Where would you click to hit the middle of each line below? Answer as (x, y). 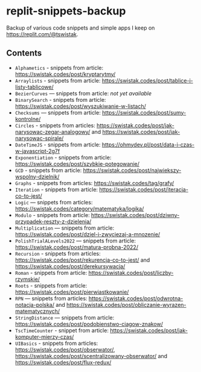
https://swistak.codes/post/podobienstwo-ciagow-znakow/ (89, 324)
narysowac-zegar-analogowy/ (53, 131)
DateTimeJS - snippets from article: (58, 144)
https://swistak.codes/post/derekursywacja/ (70, 266)
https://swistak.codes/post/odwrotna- (136, 298)
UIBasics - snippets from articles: (56, 343)
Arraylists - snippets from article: (58, 80)
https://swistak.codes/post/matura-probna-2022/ (77, 247)
